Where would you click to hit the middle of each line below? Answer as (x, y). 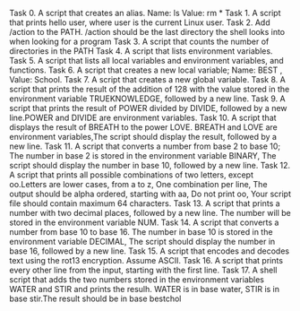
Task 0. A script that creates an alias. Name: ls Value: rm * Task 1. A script (145, 13)
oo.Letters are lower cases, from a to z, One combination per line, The (138, 184)
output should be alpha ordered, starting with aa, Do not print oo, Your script (150, 194)
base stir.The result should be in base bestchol (95, 298)
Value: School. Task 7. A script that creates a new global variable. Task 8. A (148, 79)
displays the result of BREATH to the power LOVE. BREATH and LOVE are (143, 127)
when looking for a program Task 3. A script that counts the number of (139, 41)
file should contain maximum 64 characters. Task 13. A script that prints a (145, 203)
